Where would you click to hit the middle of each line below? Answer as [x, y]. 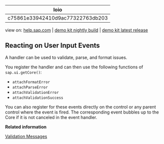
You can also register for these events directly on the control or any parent [81, 107]
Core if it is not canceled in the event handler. [51, 117]
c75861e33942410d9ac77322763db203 [58, 18]
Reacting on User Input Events [52, 45]
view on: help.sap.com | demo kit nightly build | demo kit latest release [77, 30]
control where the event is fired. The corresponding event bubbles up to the [82, 112]
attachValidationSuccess [38, 98]
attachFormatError [31, 82]
